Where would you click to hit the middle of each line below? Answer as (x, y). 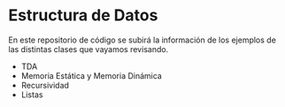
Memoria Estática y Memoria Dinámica (92, 75)
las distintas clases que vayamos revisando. (89, 49)
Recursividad (45, 85)
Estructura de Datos (83, 15)
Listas (32, 95)
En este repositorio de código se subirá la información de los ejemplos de (142, 40)
